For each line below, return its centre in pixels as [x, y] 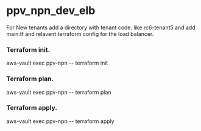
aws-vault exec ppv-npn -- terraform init [57, 63]
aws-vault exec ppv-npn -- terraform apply [60, 121]
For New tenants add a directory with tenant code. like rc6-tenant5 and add [101, 27]
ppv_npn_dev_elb [51, 11]
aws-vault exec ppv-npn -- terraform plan [59, 92]
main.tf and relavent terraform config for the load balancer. [80, 34]
